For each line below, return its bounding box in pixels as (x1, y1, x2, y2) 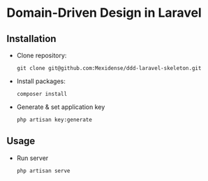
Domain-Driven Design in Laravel (6, 5, 202, 21)
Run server (16, 154, 49, 162)
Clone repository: (16, 51, 67, 59)
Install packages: (16, 77, 66, 85)
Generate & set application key (16, 103, 105, 111)
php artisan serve (16, 167, 70, 174)
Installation (6, 33, 57, 45)
